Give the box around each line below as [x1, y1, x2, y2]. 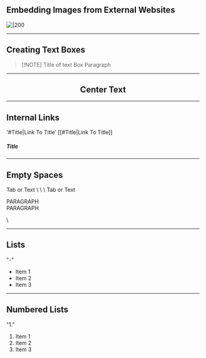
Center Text [80, 85, 126, 95]
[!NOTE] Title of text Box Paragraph [21, 61, 112, 68]
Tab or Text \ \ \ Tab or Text [6, 186, 75, 194]
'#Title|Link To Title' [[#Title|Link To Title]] [6, 129, 113, 136]
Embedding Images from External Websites [6, 5, 175, 15]
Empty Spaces [6, 170, 63, 180]
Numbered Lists [6, 305, 69, 315]
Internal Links [6, 112, 60, 123]
